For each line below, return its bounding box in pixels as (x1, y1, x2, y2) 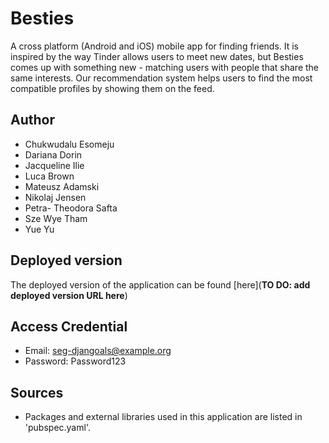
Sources (10, 384, 64, 401)
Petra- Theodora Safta (24, 202, 118, 214)
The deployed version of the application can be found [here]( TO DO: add (10, 278, 311, 291)
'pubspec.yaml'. (24, 422, 91, 434)
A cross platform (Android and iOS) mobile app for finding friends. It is (10, 40, 300, 52)
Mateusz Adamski (24, 180, 100, 192)
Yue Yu (24, 223, 55, 235)
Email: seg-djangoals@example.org (24, 345, 172, 357)
